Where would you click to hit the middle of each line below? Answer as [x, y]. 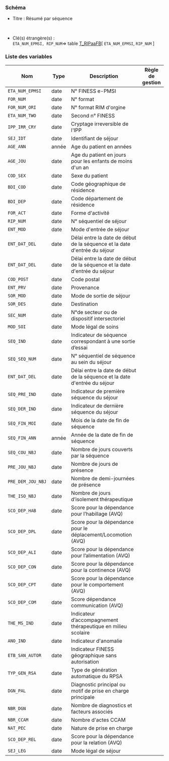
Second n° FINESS [93, 115]
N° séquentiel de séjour [99, 221]
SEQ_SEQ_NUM [22, 359]
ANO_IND [17, 641]
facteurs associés [92, 711]
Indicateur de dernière [97, 406]
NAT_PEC [17, 728]
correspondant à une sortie [103, 341]
